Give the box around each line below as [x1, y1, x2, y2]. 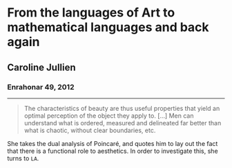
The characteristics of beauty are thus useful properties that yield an [23, 104, 220, 112]
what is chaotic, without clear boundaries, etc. [23, 126, 156, 134]
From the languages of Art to [7, 5, 175, 21]
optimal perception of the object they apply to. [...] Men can [23, 112, 194, 120]
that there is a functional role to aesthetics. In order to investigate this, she [7, 147, 219, 155]
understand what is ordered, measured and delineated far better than [23, 118, 222, 127]
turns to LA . [7, 154, 39, 162]
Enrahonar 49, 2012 [7, 82, 75, 92]
